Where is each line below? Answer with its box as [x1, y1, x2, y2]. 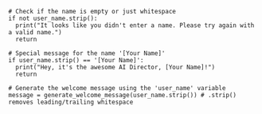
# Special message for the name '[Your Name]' [8, 49, 166, 57]
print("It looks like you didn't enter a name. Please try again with [15, 22, 255, 29]
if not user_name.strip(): [8, 14, 98, 22]
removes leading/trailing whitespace [8, 98, 134, 106]
